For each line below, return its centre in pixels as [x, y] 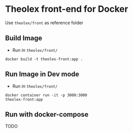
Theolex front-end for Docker [67, 9]
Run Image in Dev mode [42, 74]
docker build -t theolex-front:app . [44, 59]
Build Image [24, 38]
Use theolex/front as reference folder [44, 23]
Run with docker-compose [47, 114]
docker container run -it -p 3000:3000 [46, 95]
